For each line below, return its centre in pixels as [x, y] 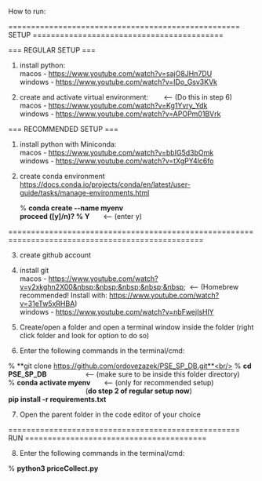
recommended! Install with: [64, 295]
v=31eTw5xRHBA [47, 304]
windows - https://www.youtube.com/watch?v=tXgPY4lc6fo [116, 161]
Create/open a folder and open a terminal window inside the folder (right [136, 327]
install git [34, 270]
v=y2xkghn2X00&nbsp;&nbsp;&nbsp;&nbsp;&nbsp [102, 287]
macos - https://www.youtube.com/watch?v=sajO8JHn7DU [116, 73]
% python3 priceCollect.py [53, 468]
